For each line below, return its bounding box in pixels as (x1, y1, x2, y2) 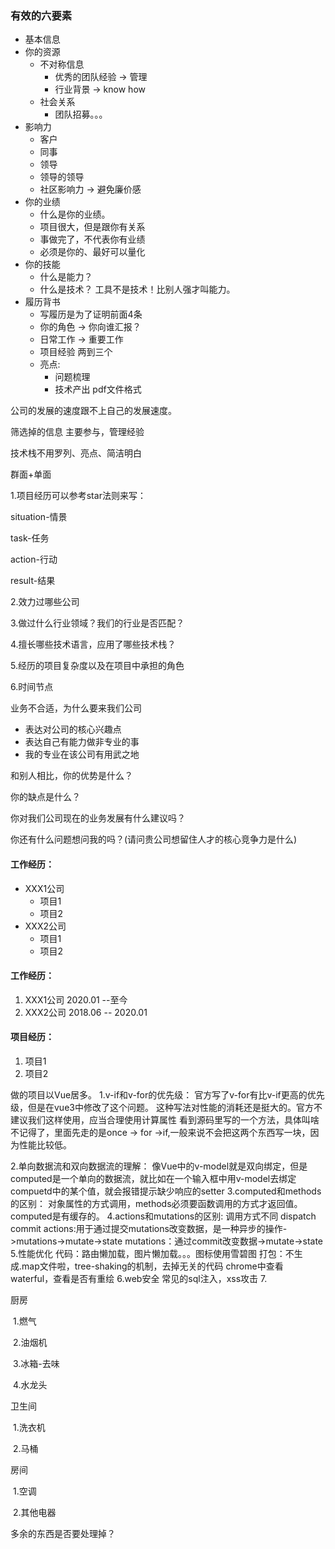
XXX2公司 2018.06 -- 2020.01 (24, 1006, 148, 1018)
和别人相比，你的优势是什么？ (10, 770, 133, 782)
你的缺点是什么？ (10, 791, 81, 803)
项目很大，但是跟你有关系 (39, 221, 146, 233)
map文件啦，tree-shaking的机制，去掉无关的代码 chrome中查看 (21, 1260, 284, 1272)
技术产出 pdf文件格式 (54, 383, 142, 396)
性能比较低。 (18, 1138, 72, 1151)
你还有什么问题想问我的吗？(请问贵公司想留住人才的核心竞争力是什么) (10, 833, 298, 846)
